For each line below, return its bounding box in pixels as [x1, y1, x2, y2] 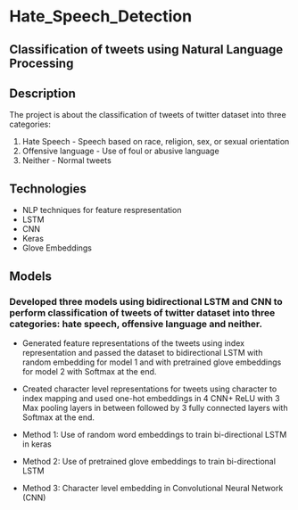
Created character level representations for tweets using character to [21, 383, 277, 394]
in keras [21, 439, 52, 449]
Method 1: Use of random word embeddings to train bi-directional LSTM [21, 429, 287, 440]
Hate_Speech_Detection [9, 6, 193, 27]
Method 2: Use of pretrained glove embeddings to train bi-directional [21, 456, 277, 466]
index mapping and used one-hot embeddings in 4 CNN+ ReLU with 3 [21, 392, 280, 403]
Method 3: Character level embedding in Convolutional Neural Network [21, 482, 284, 493]
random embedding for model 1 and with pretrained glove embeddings [21, 357, 282, 367]
